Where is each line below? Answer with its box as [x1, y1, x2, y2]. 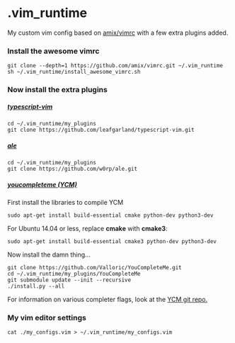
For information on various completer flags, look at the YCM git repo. [7, 296, 208, 304]
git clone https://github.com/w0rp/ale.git [7, 165, 138, 173]
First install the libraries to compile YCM [7, 198, 124, 207]
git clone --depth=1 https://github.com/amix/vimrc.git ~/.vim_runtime [7, 62, 223, 69]
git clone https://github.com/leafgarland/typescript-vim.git [7, 126, 195, 134]
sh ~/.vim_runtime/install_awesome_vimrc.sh [7, 69, 141, 76]
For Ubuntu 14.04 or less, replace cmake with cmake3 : [7, 225, 168, 233]
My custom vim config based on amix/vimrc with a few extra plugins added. [7, 28, 229, 37]
